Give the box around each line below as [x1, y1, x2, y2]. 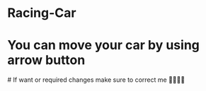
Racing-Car [7, 5, 76, 21]
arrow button [7, 52, 86, 68]
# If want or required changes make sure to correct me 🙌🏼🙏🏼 [7, 75, 185, 84]
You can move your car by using [7, 37, 200, 54]
